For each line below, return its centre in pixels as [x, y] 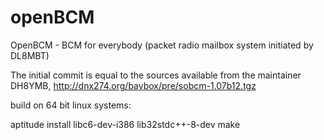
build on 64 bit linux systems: [71, 105]
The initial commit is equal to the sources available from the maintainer [156, 75]
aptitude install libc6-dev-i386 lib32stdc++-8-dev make [125, 124]
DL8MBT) [30, 55]
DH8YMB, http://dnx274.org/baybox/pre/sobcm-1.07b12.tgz [133, 85]
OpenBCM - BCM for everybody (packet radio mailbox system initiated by [162, 45]
